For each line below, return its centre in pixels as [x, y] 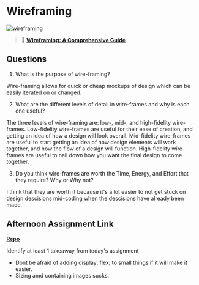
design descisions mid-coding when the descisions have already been [95, 198]
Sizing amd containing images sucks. [62, 275]
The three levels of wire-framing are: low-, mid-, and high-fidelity [89, 122]
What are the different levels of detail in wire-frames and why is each [102, 104]
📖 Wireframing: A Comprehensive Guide [73, 40]
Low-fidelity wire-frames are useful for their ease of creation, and [110, 129]
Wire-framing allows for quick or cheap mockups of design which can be [99, 86]
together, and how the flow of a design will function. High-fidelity [88, 149]
